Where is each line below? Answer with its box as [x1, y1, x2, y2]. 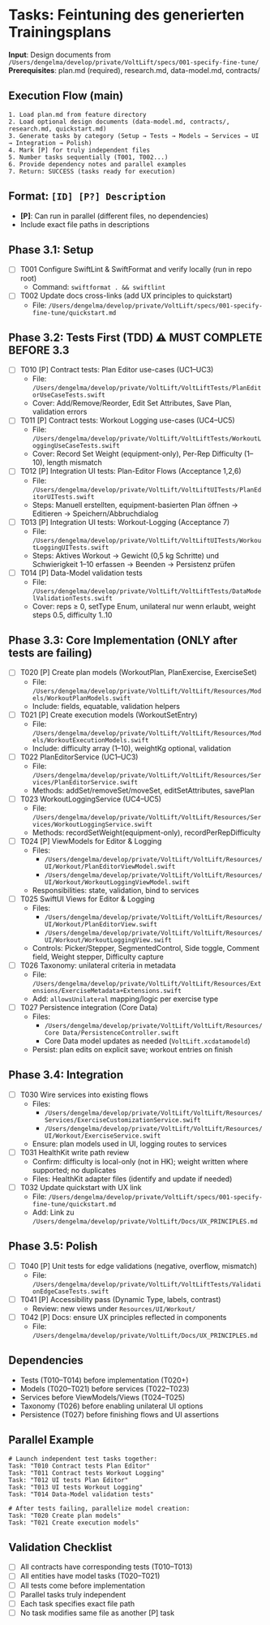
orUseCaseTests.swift [32, 391, 105, 399]
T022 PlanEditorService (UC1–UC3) [19, 752, 139, 762]
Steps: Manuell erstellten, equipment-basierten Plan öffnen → [32, 500, 239, 509]
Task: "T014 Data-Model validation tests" [8, 1490, 154, 1498]
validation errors [32, 407, 88, 417]
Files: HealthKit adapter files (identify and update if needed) [32, 1174, 233, 1184]
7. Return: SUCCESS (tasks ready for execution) [8, 167, 176, 175]
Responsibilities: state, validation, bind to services [32, 885, 199, 895]
